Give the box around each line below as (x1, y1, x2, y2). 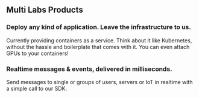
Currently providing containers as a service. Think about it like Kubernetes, (6, 36, 192, 44)
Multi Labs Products (6, 5, 83, 15)
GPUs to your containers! (6, 50, 69, 57)
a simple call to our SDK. (6, 85, 68, 92)
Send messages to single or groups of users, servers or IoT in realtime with (6, 78, 193, 85)
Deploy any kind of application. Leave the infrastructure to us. (6, 23, 191, 31)
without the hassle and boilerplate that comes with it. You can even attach (6, 43, 190, 50)
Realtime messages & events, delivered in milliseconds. (6, 65, 173, 73)
